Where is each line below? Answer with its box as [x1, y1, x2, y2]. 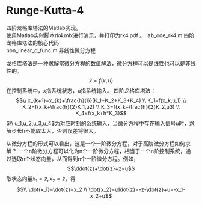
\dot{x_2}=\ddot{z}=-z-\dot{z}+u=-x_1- [88, 186, 186, 193]
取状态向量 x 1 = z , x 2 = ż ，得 [6, 175, 76, 183]
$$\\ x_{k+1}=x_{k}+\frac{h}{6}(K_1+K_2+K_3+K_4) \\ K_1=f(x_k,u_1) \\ [16, 97, 186, 104]
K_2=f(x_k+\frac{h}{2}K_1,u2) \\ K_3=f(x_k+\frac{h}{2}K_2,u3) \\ [22, 103, 180, 110]
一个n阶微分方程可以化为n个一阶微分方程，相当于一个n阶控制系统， [17, 147, 186, 155]
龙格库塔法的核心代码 [6, 39, 59, 46]
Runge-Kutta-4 [6, 4, 84, 17]
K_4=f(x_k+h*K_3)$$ [75, 109, 127, 117]
